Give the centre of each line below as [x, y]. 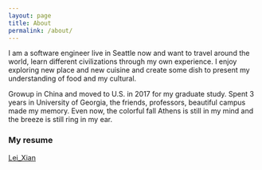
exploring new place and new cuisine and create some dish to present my [129, 70]
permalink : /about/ [41, 30]
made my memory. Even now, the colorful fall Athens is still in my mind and [131, 111]
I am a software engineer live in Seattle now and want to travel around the [129, 53]
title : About [30, 23]
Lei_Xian [22, 157]
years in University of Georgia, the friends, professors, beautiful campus [127, 103]
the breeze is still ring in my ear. [61, 120]
